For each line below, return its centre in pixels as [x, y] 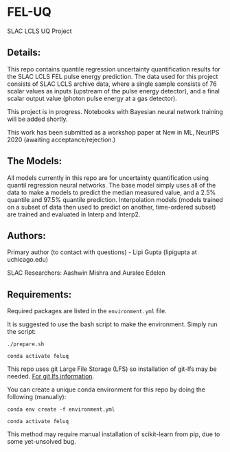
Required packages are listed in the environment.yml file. [87, 311]
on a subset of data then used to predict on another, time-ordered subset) [112, 207]
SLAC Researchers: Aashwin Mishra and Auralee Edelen [87, 273]
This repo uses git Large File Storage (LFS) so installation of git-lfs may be [112, 369]
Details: [24, 53]
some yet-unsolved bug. [42, 442]
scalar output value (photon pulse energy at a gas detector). [92, 98]
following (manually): [37, 397]
